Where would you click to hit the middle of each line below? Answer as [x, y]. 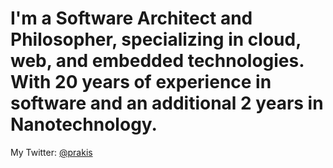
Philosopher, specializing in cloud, [156, 39]
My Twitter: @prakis [51, 152]
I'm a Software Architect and [131, 18]
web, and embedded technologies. [157, 61]
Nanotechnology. [84, 124]
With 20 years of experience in [141, 82]
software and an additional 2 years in [167, 103]
